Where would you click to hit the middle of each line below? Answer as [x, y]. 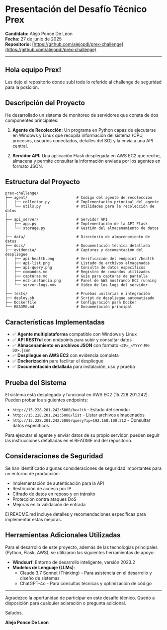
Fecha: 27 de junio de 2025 [34, 39]
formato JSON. [28, 166]
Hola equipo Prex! [33, 70]
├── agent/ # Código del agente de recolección [79, 198]
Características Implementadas [55, 322]
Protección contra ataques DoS [44, 499]
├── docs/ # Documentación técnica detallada [78, 246]
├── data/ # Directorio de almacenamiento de [78, 237]
